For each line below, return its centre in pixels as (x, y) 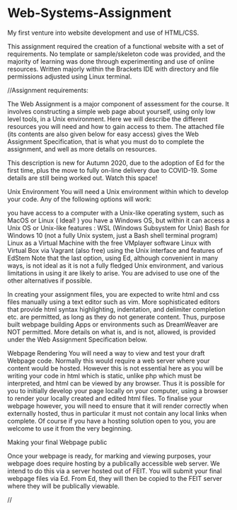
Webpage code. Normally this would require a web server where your (109, 361)
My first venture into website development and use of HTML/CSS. (103, 33)
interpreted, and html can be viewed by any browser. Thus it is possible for (116, 383)
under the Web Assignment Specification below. (77, 339)
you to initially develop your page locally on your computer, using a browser (118, 390)
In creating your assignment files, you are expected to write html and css (113, 294)
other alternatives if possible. (50, 280)
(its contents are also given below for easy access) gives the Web (103, 134)
